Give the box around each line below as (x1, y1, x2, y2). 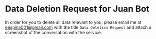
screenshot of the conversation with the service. (5, 29, 102, 35)
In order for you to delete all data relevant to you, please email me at (5, 19, 142, 25)
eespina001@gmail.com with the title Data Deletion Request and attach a (5, 24, 152, 30)
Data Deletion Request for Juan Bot (5, 3, 150, 14)
